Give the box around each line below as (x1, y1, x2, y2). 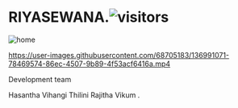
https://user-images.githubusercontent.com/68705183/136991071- (8, 50, 230, 60)
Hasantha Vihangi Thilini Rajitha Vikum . (8, 89, 140, 100)
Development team (8, 74, 72, 84)
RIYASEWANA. (8, 8, 110, 27)
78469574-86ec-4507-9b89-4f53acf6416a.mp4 (8, 59, 171, 69)
